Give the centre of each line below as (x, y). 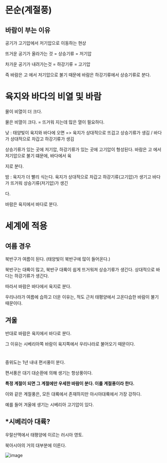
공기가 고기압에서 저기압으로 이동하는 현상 (46, 43)
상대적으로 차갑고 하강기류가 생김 (42, 139)
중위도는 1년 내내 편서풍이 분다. (35, 362)
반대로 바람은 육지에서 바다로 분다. (38, 333)
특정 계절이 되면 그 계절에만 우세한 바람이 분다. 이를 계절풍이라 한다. (70, 383)
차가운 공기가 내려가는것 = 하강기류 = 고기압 (48, 64)
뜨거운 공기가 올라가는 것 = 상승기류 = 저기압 (48, 54)
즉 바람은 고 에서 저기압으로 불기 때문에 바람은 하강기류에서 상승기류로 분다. (78, 75)
